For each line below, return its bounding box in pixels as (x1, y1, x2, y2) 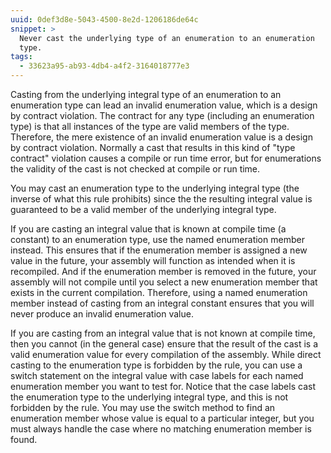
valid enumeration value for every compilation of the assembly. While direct (10, 349, 322, 360)
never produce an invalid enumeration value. (10, 308, 194, 320)
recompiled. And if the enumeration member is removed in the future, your (10, 266, 317, 277)
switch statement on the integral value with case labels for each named (10, 370, 304, 381)
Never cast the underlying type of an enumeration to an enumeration (19, 33, 315, 43)
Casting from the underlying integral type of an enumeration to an (10, 89, 282, 100)
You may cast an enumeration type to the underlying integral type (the (10, 182, 300, 194)
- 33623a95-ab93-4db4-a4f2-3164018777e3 (19, 61, 190, 71)
